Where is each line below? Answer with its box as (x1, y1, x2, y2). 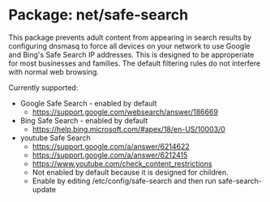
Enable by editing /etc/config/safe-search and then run (32, 176, 216, 186)
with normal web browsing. (8, 67, 100, 76)
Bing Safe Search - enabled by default (19, 115, 148, 125)
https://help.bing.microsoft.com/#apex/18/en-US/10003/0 (32, 124, 225, 134)
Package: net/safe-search (8, 6, 189, 24)
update (32, 184, 57, 194)
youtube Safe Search (19, 132, 91, 143)
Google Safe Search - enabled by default (19, 98, 157, 108)
